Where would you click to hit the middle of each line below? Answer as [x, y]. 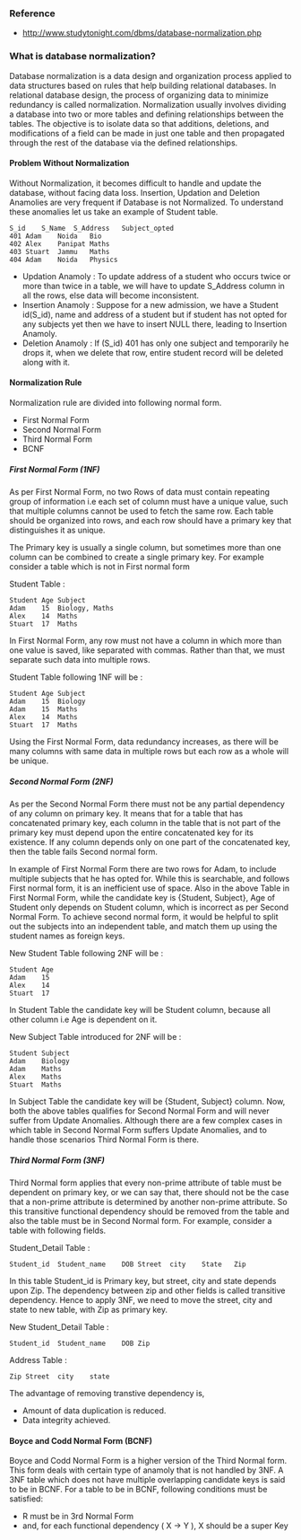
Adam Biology [39, 1061]
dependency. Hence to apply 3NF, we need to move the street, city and [141, 1299]
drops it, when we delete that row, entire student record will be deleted [153, 352]
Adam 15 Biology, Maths [62, 608]
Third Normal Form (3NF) [57, 1160]
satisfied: [26, 1499]
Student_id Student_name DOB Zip [80, 1343]
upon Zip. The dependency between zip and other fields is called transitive [147, 1290]
